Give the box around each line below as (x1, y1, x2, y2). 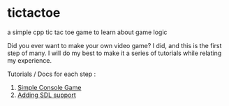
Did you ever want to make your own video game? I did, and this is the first (7, 41, 222, 50)
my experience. (7, 56, 52, 64)
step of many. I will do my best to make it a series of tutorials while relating (7, 49, 222, 57)
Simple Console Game (17, 83, 82, 91)
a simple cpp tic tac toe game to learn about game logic (7, 28, 168, 36)
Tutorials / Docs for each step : (7, 70, 96, 78)
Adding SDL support (17, 91, 77, 99)
